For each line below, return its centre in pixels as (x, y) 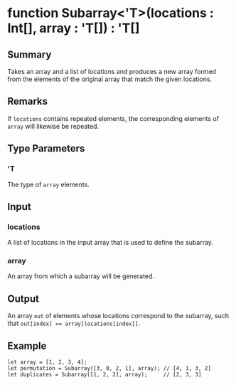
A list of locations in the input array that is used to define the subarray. (110, 243)
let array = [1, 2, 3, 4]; (47, 362)
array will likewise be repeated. (53, 126)
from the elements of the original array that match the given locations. (109, 79)
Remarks (28, 101)
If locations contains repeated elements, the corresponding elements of (113, 118)
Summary (29, 54)
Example (27, 346)
